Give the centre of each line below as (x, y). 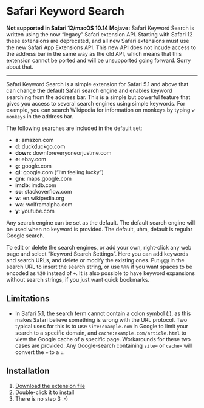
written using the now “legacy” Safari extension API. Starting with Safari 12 (100, 34)
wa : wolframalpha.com (44, 204)
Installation (28, 371)
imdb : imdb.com (36, 185)
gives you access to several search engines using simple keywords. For (96, 103)
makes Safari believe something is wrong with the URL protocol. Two (101, 319)
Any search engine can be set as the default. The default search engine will (101, 222)
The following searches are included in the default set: (74, 128)
